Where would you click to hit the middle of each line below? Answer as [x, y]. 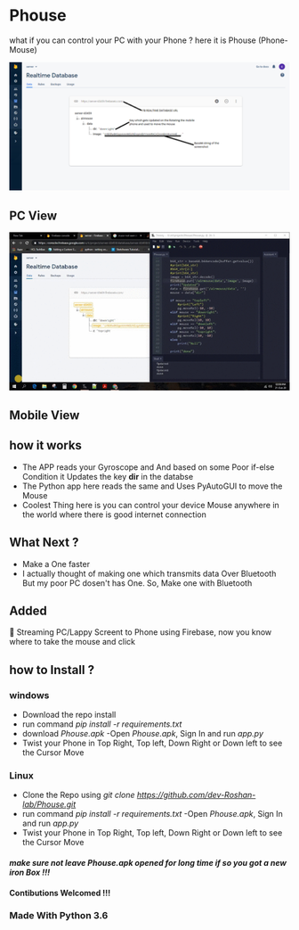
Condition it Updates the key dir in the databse [108, 476]
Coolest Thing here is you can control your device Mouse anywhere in [151, 505]
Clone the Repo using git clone [78, 795]
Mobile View [44, 415]
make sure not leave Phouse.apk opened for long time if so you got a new [148, 862]
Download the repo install [69, 715]
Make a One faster [56, 564]
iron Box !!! [30, 872]
